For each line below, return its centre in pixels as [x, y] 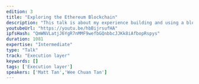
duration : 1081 [25, 39]
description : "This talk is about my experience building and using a [95, 22]
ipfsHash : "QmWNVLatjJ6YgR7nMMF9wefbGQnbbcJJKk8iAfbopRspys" [83, 34]
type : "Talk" [22, 50]
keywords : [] [22, 61]
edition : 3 [20, 12]
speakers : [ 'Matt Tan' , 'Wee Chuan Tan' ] [57, 72]
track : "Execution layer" [38, 56]
